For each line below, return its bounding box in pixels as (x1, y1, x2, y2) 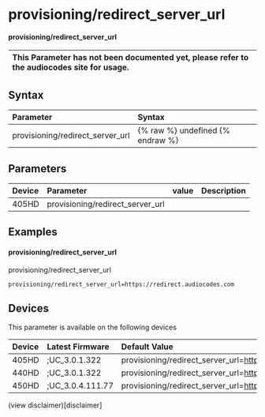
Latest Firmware (47, 341, 110, 352)
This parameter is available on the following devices (8, 322, 177, 332)
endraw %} (137, 135, 179, 146)
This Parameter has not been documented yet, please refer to (12, 52, 249, 63)
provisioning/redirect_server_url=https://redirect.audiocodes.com (8, 280, 235, 288)
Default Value (121, 341, 174, 352)
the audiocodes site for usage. (12, 62, 129, 73)
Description (200, 186, 247, 197)
